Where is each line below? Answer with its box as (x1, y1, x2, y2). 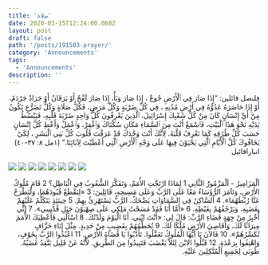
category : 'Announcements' (8, 49, 98, 57)
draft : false (8, 34, 52, 42)
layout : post (8, 26, 52, 34)
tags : (8, 57, 26, 65)
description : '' (8, 71, 62, 79)
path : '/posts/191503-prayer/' (8, 42, 112, 49)
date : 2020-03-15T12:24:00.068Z (8, 19, 116, 27)
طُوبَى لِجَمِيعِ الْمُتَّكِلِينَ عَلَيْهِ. (182, 246, 260, 255)
